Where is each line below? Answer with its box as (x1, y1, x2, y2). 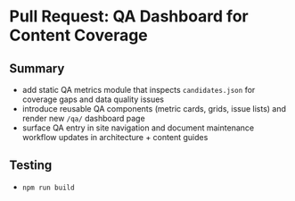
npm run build (21, 183, 75, 192)
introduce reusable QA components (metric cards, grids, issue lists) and (21, 104, 287, 113)
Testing (9, 158, 53, 173)
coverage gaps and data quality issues (21, 94, 165, 105)
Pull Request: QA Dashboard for (9, 6, 249, 27)
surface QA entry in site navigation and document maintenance (21, 122, 255, 133)
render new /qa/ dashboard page (21, 113, 145, 123)
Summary (9, 61, 65, 76)
